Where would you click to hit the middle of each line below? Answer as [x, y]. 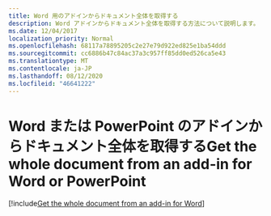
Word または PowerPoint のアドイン [129, 126]
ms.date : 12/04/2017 [43, 31]
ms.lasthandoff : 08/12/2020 [56, 76]
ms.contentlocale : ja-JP [50, 69]
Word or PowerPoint [78, 181]
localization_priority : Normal [61, 38]
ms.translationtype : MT [49, 61]
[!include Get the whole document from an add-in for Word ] [106, 204]
